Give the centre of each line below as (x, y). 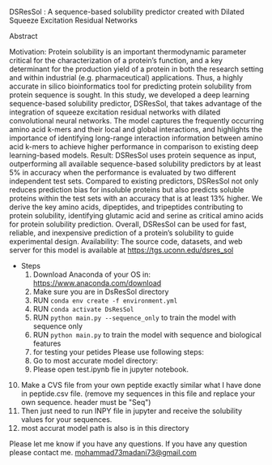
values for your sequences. (66, 420)
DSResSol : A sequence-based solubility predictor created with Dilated (127, 12)
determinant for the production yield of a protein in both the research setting (136, 69)
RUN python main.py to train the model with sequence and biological (147, 335)
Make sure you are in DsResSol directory (101, 292)
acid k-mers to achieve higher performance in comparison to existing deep (134, 146)
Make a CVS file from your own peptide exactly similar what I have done (141, 385)
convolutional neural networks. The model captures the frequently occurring (136, 121)
